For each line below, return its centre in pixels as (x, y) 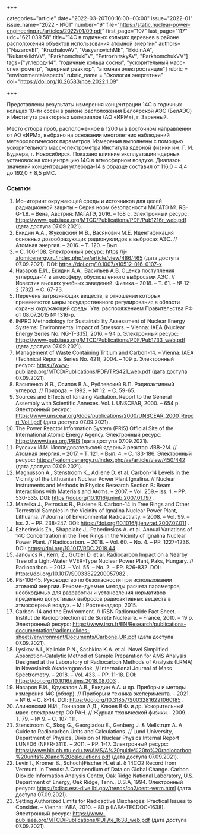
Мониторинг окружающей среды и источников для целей (89, 201)
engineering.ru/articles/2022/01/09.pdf (55, 31)
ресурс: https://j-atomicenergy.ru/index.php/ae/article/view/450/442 (100, 460)
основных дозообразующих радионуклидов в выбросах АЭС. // (96, 239)
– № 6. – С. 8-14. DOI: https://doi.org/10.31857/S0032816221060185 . (99, 700)
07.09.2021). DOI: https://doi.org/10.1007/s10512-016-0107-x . (90, 264)
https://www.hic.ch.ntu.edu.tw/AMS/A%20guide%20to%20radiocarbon (103, 751)
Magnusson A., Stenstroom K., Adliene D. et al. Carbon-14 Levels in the (102, 472)
